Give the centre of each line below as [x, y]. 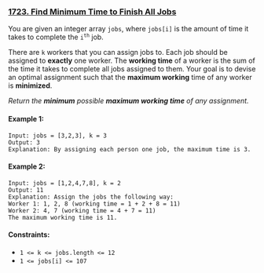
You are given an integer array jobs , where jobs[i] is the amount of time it [128, 29]
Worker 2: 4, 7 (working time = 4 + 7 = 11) [82, 210]
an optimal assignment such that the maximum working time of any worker [130, 78]
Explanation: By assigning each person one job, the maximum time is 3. [130, 149]
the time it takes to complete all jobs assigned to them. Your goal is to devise [132, 69]
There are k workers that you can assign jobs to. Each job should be [118, 53]
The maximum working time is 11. [63, 217]
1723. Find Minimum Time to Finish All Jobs [92, 12]
